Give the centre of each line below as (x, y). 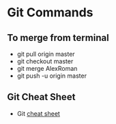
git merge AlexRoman (47, 68)
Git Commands (50, 13)
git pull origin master (46, 54)
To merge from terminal (58, 38)
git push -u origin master (52, 76)
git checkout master (45, 61)
